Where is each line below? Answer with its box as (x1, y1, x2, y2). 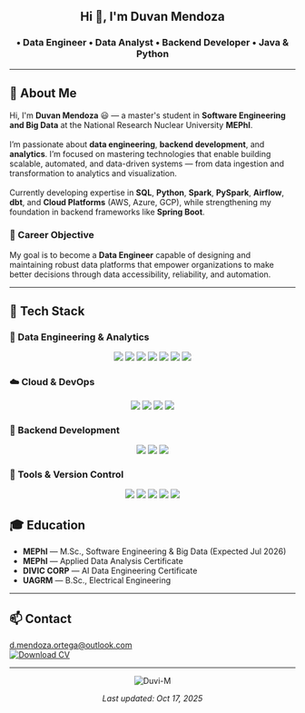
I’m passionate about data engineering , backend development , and (9, 138, 265, 150)
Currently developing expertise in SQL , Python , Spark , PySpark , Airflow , (9, 187, 284, 198)
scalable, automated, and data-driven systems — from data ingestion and (9, 158, 284, 169)
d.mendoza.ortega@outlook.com (9, 639, 133, 650)
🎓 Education (9, 517, 86, 532)
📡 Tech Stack (9, 303, 85, 319)
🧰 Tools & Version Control (9, 469, 124, 480)
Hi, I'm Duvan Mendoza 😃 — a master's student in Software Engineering (9, 110, 286, 121)
